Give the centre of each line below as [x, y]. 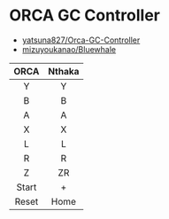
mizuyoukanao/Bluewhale [69, 49]
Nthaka [64, 71]
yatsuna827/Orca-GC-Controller [81, 40]
